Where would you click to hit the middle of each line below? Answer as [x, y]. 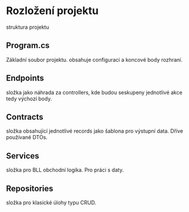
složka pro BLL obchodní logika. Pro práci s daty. [65, 170]
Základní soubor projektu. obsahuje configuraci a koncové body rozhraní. [94, 59]
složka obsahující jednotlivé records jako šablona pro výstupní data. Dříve [94, 131]
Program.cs [28, 46]
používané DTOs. [27, 137]
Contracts [25, 117]
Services [23, 156]
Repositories [30, 188]
